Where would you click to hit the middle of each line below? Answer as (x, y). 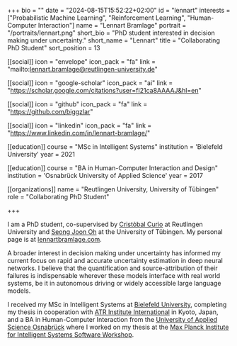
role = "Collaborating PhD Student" (58, 197)
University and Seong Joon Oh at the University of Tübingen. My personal (115, 232)
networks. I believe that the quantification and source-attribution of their (112, 268)
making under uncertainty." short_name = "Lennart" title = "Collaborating (114, 40)
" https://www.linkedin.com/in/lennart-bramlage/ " (79, 133)
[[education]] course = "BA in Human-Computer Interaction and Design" (112, 168)
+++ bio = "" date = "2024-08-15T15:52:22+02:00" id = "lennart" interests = (119, 10)
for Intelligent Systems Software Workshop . (71, 335)
